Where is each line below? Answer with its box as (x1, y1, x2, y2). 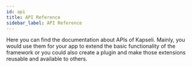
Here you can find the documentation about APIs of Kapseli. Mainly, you (6, 36, 185, 44)
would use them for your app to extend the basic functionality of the (6, 42, 176, 50)
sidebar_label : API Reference (6, 20, 83, 26)
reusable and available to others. (6, 55, 88, 63)
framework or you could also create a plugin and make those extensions (6, 49, 186, 56)
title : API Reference (6, 14, 61, 20)
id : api (6, 8, 26, 15)
